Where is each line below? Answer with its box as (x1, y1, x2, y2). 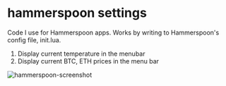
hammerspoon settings (7, 5, 147, 21)
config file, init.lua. (7, 35, 61, 44)
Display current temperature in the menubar (17, 49, 145, 58)
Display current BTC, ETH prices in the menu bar (17, 56, 160, 65)
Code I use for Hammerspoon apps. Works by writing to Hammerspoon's (7, 28, 220, 37)
